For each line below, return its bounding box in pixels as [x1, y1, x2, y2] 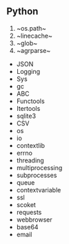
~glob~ [16, 38, 38, 47]
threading [16, 156, 44, 165]
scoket [16, 200, 36, 208]
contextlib [16, 141, 46, 149]
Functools [16, 97, 46, 105]
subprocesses [16, 171, 57, 179]
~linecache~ [16, 31, 52, 40]
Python [6, 6, 39, 17]
